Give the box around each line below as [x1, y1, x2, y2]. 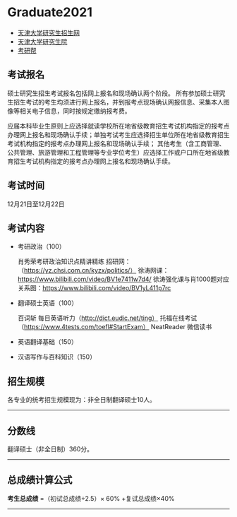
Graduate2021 [7, 4, 93, 20]
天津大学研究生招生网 [17, 28, 80, 37]
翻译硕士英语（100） [17, 299, 78, 307]
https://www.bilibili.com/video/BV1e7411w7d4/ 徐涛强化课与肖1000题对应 [17, 275, 229, 283]
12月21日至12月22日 [7, 199, 65, 208]
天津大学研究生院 [17, 37, 68, 46]
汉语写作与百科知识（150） [17, 352, 97, 361]
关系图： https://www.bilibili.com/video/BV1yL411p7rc [17, 284, 171, 292]
